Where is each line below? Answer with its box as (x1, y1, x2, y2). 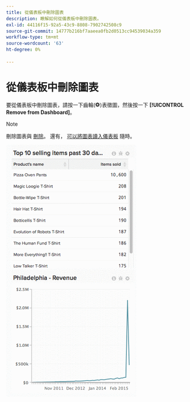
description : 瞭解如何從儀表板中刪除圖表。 (6, 15, 101, 22)
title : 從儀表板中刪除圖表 (6, 9, 65, 15)
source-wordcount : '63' (6, 41, 65, 46)
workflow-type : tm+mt (6, 34, 59, 41)
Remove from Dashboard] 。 (6, 109, 75, 116)
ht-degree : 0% (6, 47, 41, 53)
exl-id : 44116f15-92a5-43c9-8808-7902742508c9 (6, 22, 122, 28)
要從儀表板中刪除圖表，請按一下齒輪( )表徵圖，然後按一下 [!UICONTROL (6, 101, 184, 108)
